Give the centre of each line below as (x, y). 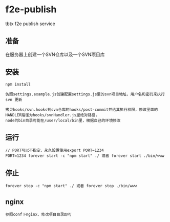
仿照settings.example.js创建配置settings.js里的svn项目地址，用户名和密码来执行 (85, 94)
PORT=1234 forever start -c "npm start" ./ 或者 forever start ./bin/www (85, 156)
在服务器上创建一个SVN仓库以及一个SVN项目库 (55, 54)
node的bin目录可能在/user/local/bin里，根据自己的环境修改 (63, 120)
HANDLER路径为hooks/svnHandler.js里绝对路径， (52, 115)
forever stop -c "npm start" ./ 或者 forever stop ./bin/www (71, 186)
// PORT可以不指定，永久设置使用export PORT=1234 (55, 150)
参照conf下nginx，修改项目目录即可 (39, 214)
